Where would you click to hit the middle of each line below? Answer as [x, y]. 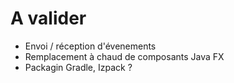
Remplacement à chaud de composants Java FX [124, 56]
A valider [48, 18]
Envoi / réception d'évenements [90, 46]
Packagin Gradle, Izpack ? [78, 67]
